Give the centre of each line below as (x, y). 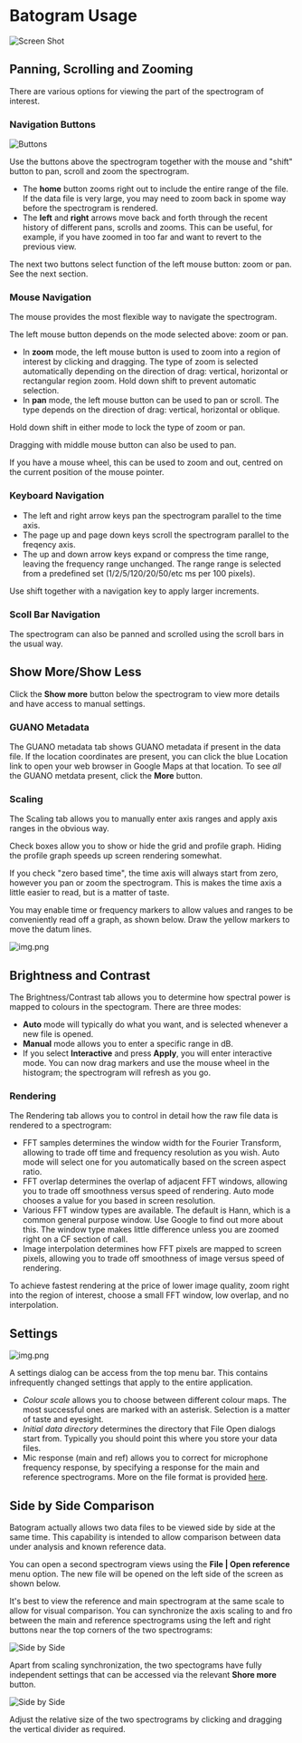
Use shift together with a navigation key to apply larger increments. (134, 591)
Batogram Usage (73, 16)
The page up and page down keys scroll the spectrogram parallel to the (156, 535)
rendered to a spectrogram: (61, 1126)
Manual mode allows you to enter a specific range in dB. (127, 1044)
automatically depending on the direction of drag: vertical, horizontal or (155, 372)
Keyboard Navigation (57, 496)
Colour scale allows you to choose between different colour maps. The (155, 1400)
